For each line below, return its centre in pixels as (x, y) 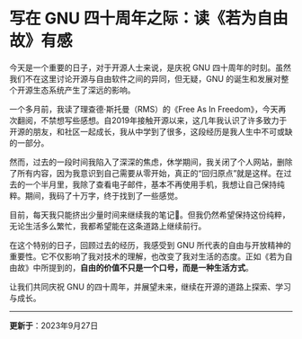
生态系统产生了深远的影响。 (84, 90)
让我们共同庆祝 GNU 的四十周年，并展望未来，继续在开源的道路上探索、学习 (151, 286)
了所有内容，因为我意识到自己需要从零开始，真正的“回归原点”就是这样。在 (147, 173)
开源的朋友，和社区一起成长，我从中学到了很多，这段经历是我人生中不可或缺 (151, 131)
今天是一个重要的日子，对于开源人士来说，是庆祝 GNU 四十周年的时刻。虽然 (151, 67)
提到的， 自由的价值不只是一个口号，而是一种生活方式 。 (151, 267)
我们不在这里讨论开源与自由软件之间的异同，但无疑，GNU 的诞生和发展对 (145, 78)
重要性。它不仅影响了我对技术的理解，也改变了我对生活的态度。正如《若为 (147, 256)
